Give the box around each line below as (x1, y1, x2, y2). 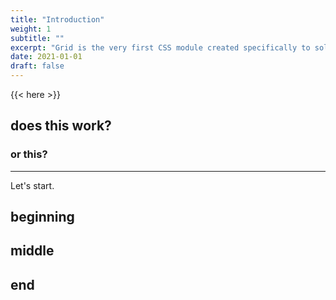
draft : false (10, 61, 65, 71)
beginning (10, 209, 75, 226)
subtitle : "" (10, 33, 65, 43)
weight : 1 (10, 24, 52, 34)
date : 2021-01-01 (10, 52, 83, 62)
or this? (10, 147, 48, 161)
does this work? (10, 117, 112, 135)
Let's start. (10, 179, 55, 191)
